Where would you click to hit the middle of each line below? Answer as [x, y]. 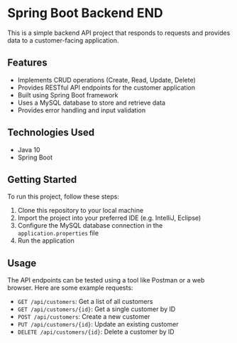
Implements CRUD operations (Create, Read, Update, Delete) [107, 80]
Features [27, 63]
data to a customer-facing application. [63, 40]
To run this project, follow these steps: [63, 196]
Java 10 [29, 149]
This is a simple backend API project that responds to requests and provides [119, 33]
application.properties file [58, 233]
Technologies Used [51, 133]
